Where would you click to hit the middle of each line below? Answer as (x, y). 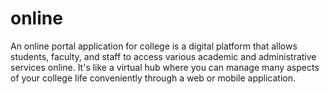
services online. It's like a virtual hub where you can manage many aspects (165, 67)
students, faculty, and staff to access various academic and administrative (163, 56)
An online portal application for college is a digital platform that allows (154, 46)
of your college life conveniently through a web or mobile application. (153, 78)
